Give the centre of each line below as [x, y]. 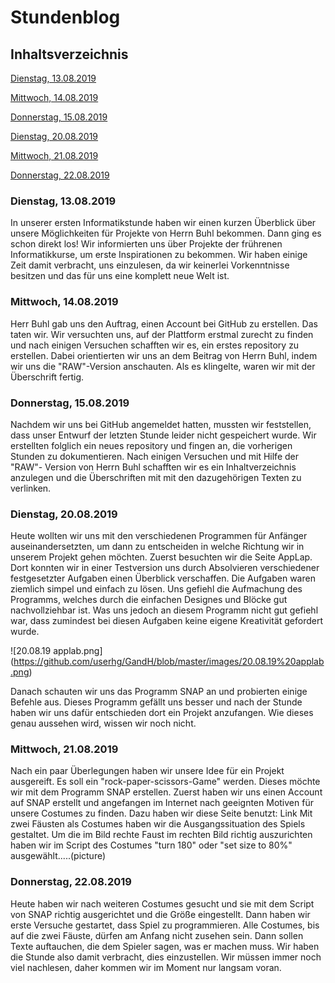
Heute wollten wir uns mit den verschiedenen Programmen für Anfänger [159, 536]
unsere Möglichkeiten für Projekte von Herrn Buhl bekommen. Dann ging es [166, 233]
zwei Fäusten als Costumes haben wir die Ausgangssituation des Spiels [158, 824]
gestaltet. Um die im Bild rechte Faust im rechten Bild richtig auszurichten [161, 835]
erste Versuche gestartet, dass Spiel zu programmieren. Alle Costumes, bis [165, 925]
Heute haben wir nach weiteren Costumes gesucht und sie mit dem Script [162, 903]
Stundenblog [65, 17]
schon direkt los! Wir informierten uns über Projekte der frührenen [146, 244]
